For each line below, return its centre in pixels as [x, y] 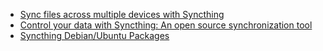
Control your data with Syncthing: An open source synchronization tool [166, 25]
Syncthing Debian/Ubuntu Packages [94, 35]
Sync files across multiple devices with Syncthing [122, 14]
